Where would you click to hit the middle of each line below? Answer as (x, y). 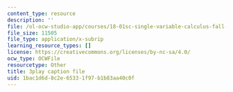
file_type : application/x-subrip (55, 39)
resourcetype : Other (37, 65)
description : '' (31, 20)
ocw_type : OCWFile (34, 59)
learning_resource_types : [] (49, 46)
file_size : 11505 (32, 33)
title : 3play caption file (46, 71)
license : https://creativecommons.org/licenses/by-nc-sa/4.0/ (99, 53)
